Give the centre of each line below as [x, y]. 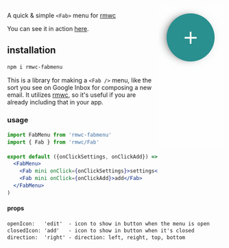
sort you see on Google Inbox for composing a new [80, 87]
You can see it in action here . [48, 29]
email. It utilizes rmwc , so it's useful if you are [72, 95]
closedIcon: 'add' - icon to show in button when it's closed [101, 231]
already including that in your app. [56, 102]
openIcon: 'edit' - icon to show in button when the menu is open [109, 224]
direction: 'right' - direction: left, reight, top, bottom [96, 238]
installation [32, 50]
